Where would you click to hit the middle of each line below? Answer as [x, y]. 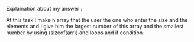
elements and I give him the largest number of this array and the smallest [95, 26]
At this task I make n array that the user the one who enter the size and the [97, 20]
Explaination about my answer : [44, 9]
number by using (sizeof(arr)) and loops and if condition [75, 33]
